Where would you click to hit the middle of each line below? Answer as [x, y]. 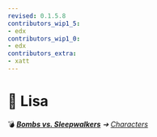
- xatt [19, 62]
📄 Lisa [28, 101]
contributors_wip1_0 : [44, 39]
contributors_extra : [42, 54]
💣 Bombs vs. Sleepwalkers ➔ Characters [78, 124]
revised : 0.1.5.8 [37, 16]
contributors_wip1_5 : [44, 24]
